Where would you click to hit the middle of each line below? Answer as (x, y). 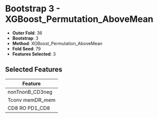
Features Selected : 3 (34, 54)
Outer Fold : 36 (27, 33)
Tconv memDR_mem (32, 100)
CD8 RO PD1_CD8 (29, 108)
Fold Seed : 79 (26, 49)
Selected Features (34, 70)
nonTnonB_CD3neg (30, 92)
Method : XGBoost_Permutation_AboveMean (57, 43)
